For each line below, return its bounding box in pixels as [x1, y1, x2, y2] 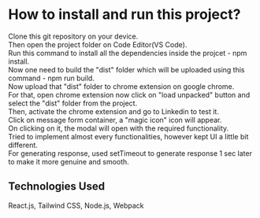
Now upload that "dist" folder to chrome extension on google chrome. [8, 81, 235, 91]
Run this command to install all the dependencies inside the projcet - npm [8, 48, 247, 57]
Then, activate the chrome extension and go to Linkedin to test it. [8, 106, 219, 116]
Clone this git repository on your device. [8, 31, 139, 41]
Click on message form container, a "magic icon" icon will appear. [8, 115, 222, 124]
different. [8, 140, 38, 150]
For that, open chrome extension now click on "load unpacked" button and [8, 90, 251, 99]
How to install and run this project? [8, 6, 241, 24]
